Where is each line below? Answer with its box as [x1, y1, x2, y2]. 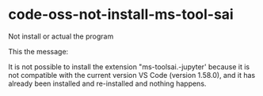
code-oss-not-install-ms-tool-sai [8, 6, 234, 24]
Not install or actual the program [8, 31, 114, 41]
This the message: [8, 46, 69, 56]
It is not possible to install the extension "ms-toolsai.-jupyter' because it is [8, 61, 250, 72]
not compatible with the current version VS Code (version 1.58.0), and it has [8, 70, 256, 79]
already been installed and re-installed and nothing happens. [8, 79, 207, 88]
